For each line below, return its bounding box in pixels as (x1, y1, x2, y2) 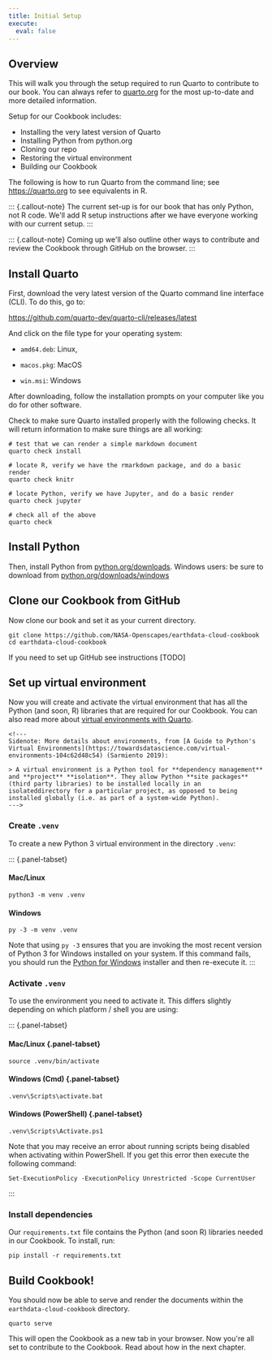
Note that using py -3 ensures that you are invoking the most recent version (8, 940, 262, 950)
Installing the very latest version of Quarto (19, 127, 161, 137)
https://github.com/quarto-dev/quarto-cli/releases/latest (8, 313, 197, 322)
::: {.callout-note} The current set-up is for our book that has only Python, (8, 202, 254, 212)
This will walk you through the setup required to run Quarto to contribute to (8, 79, 260, 88)
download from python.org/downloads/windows (8, 570, 170, 580)
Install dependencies (8, 1208, 93, 1220)
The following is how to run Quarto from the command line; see (8, 178, 220, 187)
